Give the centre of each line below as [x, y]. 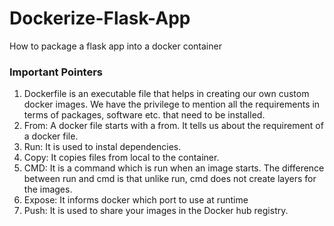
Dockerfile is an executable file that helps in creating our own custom [166, 94]
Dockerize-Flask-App [100, 18]
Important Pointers [56, 72]
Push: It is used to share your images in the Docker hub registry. [156, 211]
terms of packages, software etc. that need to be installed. [144, 115]
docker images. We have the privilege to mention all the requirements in [172, 104]
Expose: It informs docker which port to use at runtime [136, 200]
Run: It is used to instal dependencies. [102, 147]
